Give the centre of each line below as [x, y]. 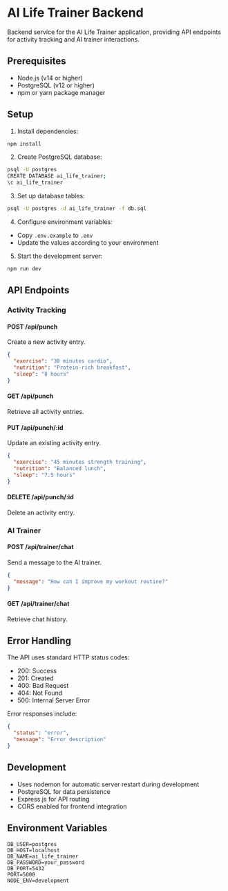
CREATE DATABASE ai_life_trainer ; [57, 176]
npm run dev [24, 268]
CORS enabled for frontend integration [72, 806]
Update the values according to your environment [88, 242]
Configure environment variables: [65, 222]
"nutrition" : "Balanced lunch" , [60, 468]
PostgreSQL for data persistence [64, 791]
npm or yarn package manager [61, 92]
